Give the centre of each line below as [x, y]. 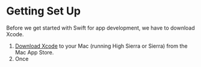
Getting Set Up [44, 11]
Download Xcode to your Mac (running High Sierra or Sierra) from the [101, 46]
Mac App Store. [34, 52]
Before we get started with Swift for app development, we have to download [101, 28]
